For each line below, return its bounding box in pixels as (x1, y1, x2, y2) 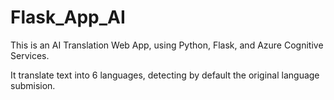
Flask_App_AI (10, 6, 126, 29)
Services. (10, 49, 50, 61)
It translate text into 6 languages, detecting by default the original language (10, 69, 320, 81)
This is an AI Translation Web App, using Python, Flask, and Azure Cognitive (10, 39, 324, 51)
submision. (10, 79, 56, 91)
